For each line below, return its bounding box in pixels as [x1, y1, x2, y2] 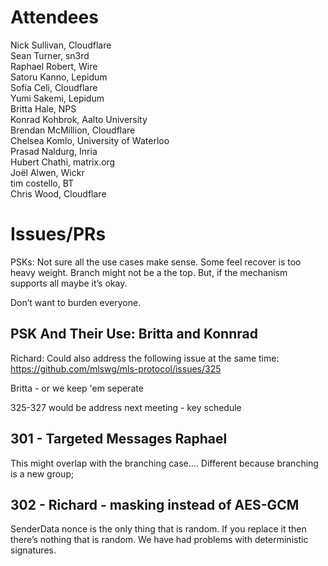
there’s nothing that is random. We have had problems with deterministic [10, 534, 309, 546]
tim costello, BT [10, 177, 75, 189]
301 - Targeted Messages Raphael [10, 431, 228, 448]
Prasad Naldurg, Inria [10, 145, 98, 157]
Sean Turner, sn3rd [10, 49, 90, 61]
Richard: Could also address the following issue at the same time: [10, 352, 280, 364]
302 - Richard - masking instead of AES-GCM [10, 496, 300, 513]
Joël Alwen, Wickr [10, 166, 85, 178]
